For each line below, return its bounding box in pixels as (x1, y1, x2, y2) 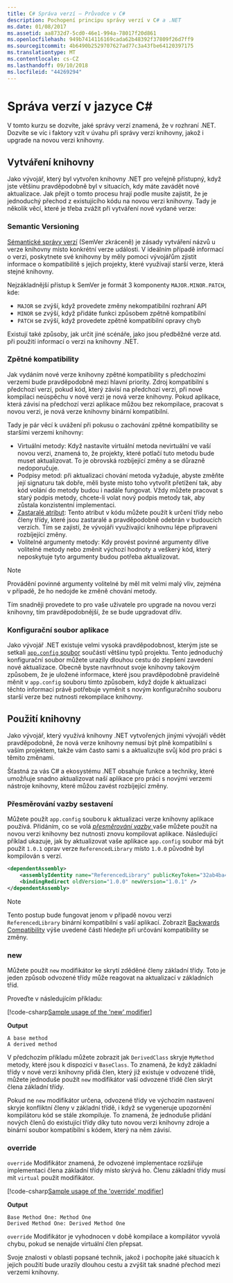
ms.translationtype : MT (7, 49, 76, 56)
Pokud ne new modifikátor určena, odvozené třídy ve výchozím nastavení (7, 1097, 214, 1105)
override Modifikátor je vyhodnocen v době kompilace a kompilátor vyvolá (7, 1232, 221, 1241)
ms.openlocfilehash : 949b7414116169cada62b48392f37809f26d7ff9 (7, 36, 194, 43)
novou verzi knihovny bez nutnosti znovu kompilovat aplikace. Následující (7, 829, 218, 838)
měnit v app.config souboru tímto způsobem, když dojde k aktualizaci (7, 678, 207, 686)
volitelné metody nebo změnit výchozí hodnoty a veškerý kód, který (17, 545, 212, 553)
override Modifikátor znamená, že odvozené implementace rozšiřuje (7, 1159, 203, 1168)
